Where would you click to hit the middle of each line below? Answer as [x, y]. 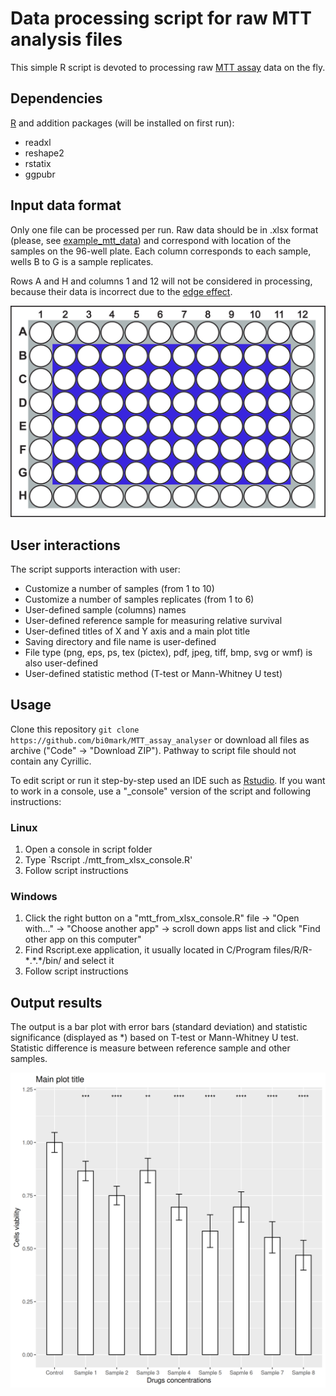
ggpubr [40, 174]
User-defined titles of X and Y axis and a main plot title [137, 631]
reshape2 [44, 153]
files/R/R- [293, 950]
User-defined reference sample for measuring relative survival [153, 620]
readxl [38, 142]
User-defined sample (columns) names [105, 610]
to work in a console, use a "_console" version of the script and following [161, 791]
